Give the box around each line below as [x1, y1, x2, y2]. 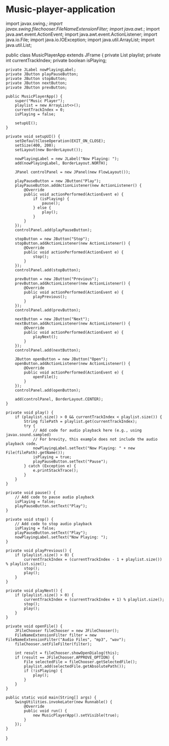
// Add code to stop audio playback [15, 521, 93, 526]
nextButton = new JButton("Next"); [15, 317, 90, 322]
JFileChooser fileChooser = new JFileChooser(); [15, 628, 119, 633]
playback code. [6, 441, 38, 446]
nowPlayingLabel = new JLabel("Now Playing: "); [15, 156, 119, 161]
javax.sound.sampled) [6, 432, 52, 437]
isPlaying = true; [32, 454, 72, 460]
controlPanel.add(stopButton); [15, 267, 81, 273]
